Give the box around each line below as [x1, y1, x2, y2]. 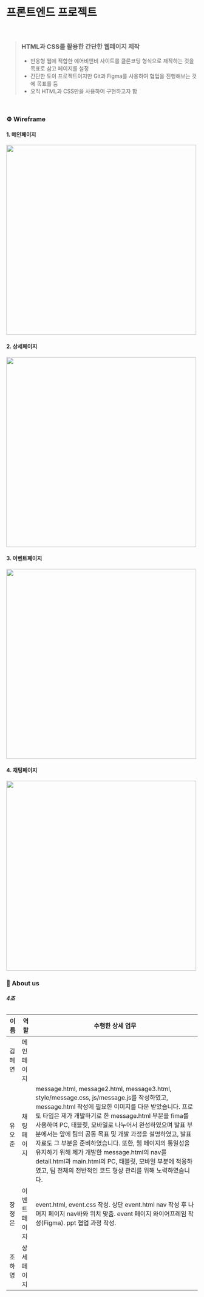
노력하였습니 [156, 1166, 190, 1175]
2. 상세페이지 [6, 343, 38, 350]
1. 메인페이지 [6, 131, 36, 138]
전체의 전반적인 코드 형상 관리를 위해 [56, 1166, 155, 1175]
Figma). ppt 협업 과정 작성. [43, 1219, 117, 1227]
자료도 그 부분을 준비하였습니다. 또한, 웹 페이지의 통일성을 [35, 1139, 190, 1148]
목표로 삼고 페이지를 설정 [30, 65, 89, 72]
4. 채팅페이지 [6, 767, 38, 774]
